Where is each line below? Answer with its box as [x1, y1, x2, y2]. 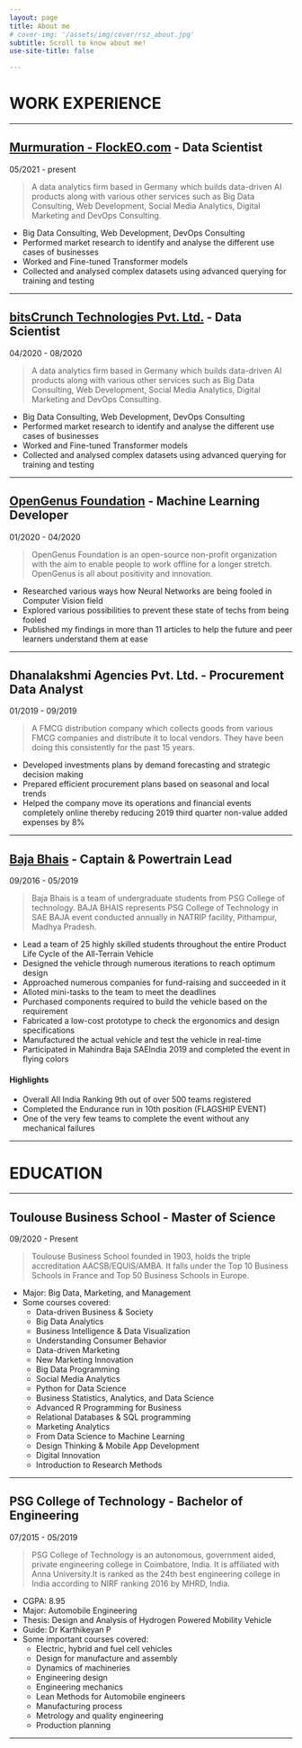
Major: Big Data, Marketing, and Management [22, 1287, 191, 1298]
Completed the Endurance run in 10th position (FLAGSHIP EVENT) [22, 1104, 267, 1115]
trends [22, 788, 47, 799]
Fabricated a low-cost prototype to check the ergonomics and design [22, 1016, 280, 1026]
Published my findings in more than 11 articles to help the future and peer [22, 623, 293, 634]
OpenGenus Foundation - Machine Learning [9, 494, 261, 509]
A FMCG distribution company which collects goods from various [31, 723, 274, 734]
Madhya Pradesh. [31, 921, 97, 932]
